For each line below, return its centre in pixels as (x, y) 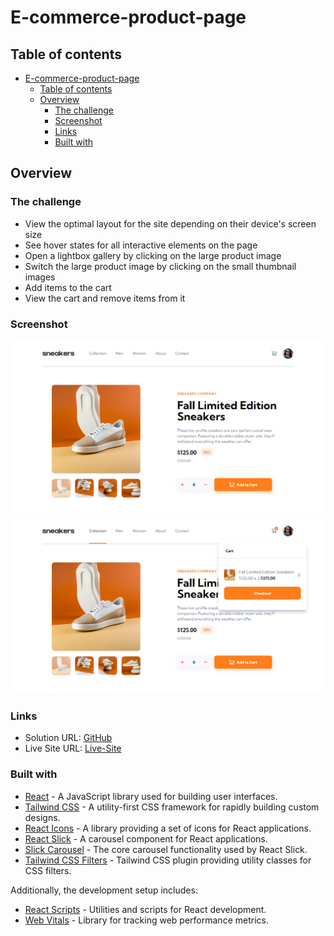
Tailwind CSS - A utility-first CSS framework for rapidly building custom (172, 807)
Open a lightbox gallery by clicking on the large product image (153, 255)
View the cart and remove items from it (105, 298)
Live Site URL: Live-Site (73, 748)
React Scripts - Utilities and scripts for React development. (145, 909)
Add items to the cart (68, 287)
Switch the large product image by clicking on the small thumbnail (160, 266)
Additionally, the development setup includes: (104, 890)
